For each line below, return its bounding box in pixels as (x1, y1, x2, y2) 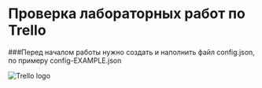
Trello (8, 21, 46, 39)
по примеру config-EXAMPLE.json (8, 56, 122, 65)
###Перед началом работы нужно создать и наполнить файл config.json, (8, 47, 256, 57)
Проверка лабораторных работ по (8, 5, 245, 23)
